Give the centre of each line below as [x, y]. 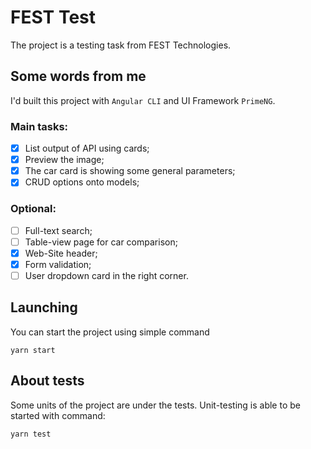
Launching [44, 307]
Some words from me [78, 76]
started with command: [58, 415]
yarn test [31, 434]
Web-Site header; [61, 253]
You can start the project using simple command [110, 332]
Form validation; [58, 264]
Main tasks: [39, 126]
